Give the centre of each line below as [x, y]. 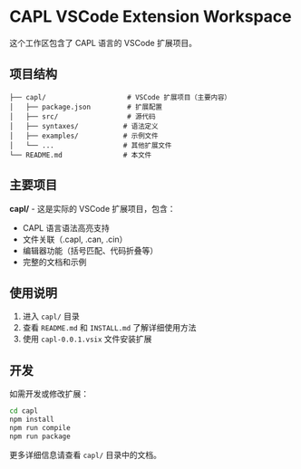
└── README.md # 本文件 [81, 155]
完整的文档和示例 [54, 262]
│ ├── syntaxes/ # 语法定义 [84, 126]
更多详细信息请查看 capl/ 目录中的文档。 [85, 455]
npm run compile [40, 427]
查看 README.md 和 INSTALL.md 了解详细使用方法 [109, 328]
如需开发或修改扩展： [49, 394]
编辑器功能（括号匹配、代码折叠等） [90, 250]
